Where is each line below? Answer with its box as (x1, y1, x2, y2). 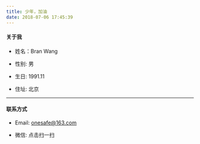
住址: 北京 (14, 85, 39, 92)
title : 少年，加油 (6, 8, 48, 15)
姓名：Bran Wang (14, 47, 58, 55)
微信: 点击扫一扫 (14, 131, 55, 138)
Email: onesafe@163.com (14, 119, 77, 126)
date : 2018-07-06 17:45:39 (6, 14, 73, 20)
